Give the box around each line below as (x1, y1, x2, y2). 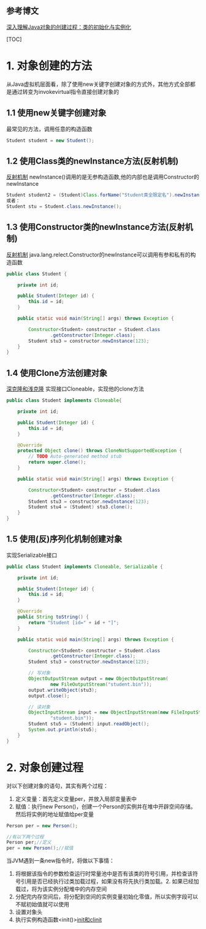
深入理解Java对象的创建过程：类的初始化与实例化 (6, 23, 132, 31)
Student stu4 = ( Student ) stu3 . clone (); (28, 504, 133, 510)
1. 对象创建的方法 (6, 59, 93, 72)
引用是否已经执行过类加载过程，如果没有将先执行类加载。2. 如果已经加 (20, 877, 199, 885)
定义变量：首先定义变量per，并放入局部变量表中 (15, 795, 137, 802)
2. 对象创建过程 (6, 760, 84, 774)
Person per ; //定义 (6, 839, 51, 846)
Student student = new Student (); (6, 137, 95, 143)
